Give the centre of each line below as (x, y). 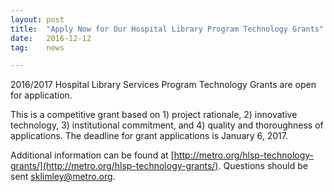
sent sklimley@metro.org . (63, 177)
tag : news (37, 47)
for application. (41, 95)
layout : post (37, 19)
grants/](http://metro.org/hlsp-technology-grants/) (114, 166)
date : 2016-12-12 (51, 38)
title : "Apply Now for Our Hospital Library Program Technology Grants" (167, 29)
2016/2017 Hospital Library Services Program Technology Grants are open (163, 85)
